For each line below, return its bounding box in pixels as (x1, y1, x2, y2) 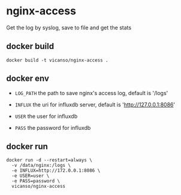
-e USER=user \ (11, 173, 50, 179)
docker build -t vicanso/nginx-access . (6, 57, 109, 63)
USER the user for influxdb (14, 112, 78, 120)
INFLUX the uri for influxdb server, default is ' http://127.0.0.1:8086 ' (14, 100, 176, 108)
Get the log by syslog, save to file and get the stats (6, 24, 132, 31)
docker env (6, 74, 50, 84)
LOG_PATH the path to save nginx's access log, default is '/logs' (14, 89, 168, 96)
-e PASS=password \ (11, 178, 61, 184)
